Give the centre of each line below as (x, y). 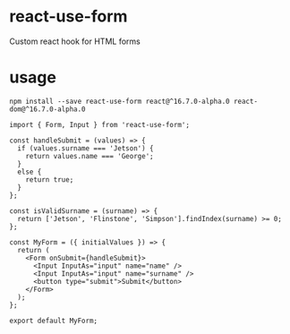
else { (30, 172)
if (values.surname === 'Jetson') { (85, 148)
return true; (50, 180)
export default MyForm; (54, 321)
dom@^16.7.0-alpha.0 (48, 109)
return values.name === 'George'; (90, 156)
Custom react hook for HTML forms (75, 41)
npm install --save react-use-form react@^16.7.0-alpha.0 (119, 101)
